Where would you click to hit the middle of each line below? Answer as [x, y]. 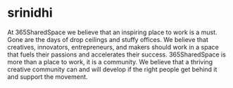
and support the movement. [48, 76]
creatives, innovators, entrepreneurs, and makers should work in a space [113, 47]
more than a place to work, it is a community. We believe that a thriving [110, 61]
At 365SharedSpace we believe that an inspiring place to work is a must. [112, 32]
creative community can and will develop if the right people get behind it [112, 69]
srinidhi [30, 13]
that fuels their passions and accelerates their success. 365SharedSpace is [117, 54]
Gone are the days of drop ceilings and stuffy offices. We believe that [108, 39]
